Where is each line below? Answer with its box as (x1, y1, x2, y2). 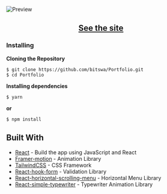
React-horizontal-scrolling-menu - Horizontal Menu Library (14, 174, 162, 181)
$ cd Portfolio (6, 72, 44, 78)
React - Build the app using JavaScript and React (14, 148, 137, 156)
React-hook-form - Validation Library (14, 167, 107, 175)
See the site (78, 23, 124, 33)
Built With (6, 133, 44, 143)
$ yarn (6, 94, 23, 100)
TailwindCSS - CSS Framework (14, 161, 92, 169)
